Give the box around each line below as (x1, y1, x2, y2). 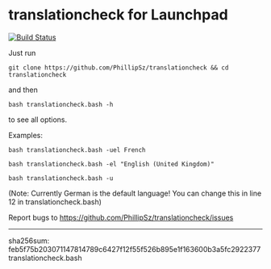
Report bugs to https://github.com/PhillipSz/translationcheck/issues (8, 212, 234, 222)
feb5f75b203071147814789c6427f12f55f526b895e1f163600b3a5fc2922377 (8, 244, 261, 254)
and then (8, 85, 38, 95)
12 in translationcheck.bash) (8, 196, 102, 207)
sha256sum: (8, 236, 50, 246)
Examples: (8, 130, 43, 140)
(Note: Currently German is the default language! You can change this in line (8, 188, 262, 198)
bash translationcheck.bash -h (8, 100, 114, 108)
